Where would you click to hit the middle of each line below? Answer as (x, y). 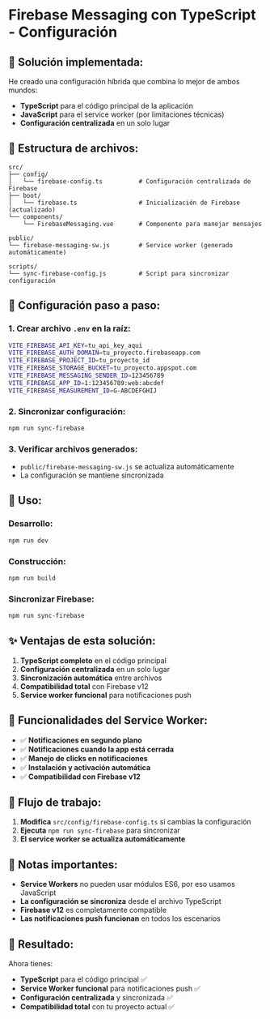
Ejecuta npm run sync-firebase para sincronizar (100, 831)
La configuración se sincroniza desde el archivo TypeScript (121, 901)
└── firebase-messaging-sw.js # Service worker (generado (120, 245)
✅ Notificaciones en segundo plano (81, 740)
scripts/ (23, 266)
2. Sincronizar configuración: (67, 411)
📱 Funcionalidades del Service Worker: (108, 720)
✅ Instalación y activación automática (85, 767)
